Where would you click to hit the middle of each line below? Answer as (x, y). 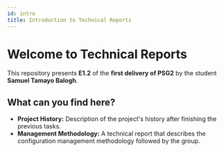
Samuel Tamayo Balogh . (43, 81)
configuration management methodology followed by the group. (109, 141)
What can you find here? (61, 102)
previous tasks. (39, 126)
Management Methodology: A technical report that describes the (111, 134)
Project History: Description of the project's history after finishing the (117, 119)
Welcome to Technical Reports (97, 54)
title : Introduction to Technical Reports (69, 20)
